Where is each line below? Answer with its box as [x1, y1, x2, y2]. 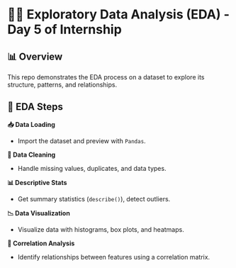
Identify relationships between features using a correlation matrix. [17, 252, 210, 261]
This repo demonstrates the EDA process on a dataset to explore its [7, 73, 205, 81]
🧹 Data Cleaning [7, 150, 56, 159]
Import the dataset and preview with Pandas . [17, 136, 147, 145]
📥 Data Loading [7, 120, 55, 128]
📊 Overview [7, 50, 63, 62]
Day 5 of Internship [7, 21, 122, 38]
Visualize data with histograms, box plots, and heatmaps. [17, 225, 184, 233]
